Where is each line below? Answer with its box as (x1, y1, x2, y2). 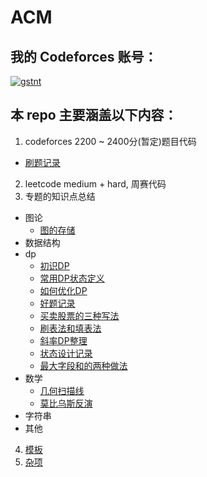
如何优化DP (39, 284, 88, 296)
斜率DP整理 (39, 334, 88, 346)
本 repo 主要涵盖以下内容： (10, 107, 178, 124)
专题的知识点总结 (24, 190, 96, 202)
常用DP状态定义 (39, 272, 105, 284)
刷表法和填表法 (39, 322, 102, 334)
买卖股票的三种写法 (39, 309, 120, 321)
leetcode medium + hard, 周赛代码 (24, 177, 167, 190)
